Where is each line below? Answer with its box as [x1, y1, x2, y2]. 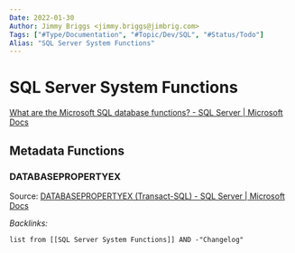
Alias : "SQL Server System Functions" [9, 38, 155, 48]
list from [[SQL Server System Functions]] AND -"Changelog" [9, 235, 244, 244]
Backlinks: [9, 218, 48, 229]
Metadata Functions [9, 143, 124, 158]
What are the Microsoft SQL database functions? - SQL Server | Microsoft [9, 108, 283, 118]
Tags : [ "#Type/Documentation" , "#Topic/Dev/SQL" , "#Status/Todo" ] [9, 30, 264, 39]
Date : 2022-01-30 [9, 13, 75, 23]
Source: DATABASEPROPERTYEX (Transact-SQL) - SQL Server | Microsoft [9, 191, 286, 201]
